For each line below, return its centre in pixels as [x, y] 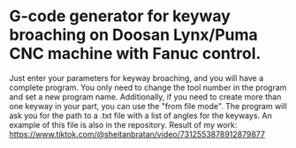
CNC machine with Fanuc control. [135, 54]
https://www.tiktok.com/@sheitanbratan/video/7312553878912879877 [137, 134]
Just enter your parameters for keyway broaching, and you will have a [137, 78]
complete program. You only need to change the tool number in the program [148, 87]
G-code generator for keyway [120, 16]
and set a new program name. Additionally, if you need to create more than [145, 96]
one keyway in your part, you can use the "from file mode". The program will [148, 106]
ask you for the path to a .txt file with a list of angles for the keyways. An [140, 115]
